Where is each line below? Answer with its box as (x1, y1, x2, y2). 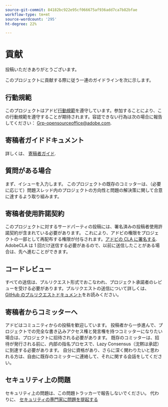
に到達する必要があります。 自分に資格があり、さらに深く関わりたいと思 (5, 347, 155, 353)
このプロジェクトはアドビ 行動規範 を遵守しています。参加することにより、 (5, 107, 158, 113)
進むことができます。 (26, 249, 71, 255)
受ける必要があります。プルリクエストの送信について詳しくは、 (18, 286, 149, 292)
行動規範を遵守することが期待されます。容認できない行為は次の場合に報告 (9, 114, 162, 119)
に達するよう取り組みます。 (5, 193, 62, 199)
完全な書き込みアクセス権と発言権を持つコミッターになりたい (35, 328, 163, 334)
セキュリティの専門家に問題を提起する (19, 396, 98, 402)
